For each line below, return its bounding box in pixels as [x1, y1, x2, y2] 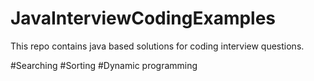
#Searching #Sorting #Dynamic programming [10, 59, 198, 71]
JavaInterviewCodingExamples [10, 7, 277, 30]
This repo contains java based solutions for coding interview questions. [10, 40, 305, 52]
